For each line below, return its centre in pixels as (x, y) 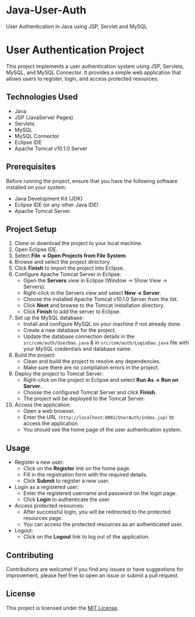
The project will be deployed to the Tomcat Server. (84, 399)
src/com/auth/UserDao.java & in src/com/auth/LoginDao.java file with (106, 343)
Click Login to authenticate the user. (67, 499)
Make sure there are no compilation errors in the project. (91, 368)
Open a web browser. (49, 411)
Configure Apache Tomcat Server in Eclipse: (68, 274)
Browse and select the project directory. (63, 262)
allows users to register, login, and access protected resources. (82, 78)
